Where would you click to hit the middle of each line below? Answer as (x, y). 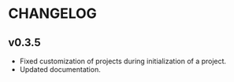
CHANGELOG (52, 14)
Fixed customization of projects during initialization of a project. (123, 61)
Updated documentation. (60, 70)
